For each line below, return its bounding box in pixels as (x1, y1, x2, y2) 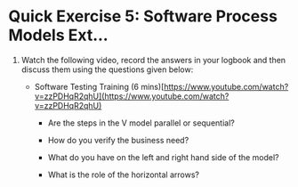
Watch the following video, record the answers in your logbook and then (20, 54, 286, 65)
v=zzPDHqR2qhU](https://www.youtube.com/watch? (34, 91, 230, 102)
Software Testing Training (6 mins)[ (34, 81, 165, 92)
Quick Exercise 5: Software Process (8, 6, 278, 27)
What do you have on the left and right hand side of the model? (47, 151, 279, 162)
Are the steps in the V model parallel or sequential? (47, 118, 235, 128)
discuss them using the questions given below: (20, 64, 194, 75)
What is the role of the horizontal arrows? (47, 169, 199, 180)
